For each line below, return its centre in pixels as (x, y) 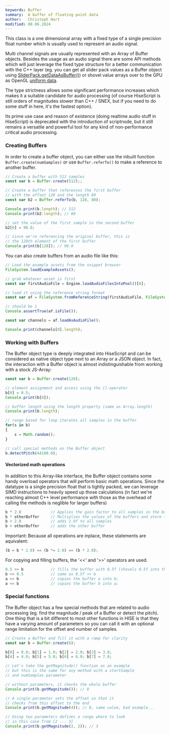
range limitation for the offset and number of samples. (61, 629)
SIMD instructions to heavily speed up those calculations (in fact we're (79, 492)
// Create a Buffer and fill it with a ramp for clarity (67, 638)
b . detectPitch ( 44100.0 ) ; (31, 453)
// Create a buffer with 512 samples (45, 177)
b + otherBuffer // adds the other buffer (55, 526)
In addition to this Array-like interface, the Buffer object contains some (78, 476)
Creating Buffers (26, 146)
